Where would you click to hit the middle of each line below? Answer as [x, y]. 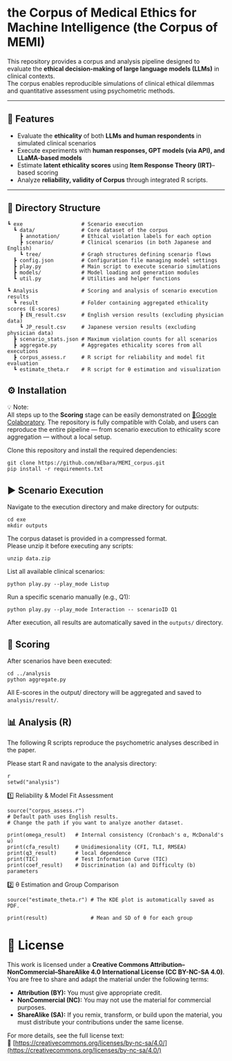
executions [23, 351]
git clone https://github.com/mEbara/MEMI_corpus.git [86, 463]
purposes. [32, 1007]
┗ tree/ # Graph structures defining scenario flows [116, 254]
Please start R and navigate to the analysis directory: [82, 763]
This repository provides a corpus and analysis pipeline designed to [104, 61]
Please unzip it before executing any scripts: [70, 546]
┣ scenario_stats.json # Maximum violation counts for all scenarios [115, 339]
